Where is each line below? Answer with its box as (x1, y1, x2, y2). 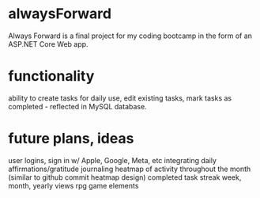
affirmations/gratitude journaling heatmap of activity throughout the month (8, 164, 251, 173)
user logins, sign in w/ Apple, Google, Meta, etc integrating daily (8, 155, 217, 165)
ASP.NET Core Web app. (8, 39, 89, 48)
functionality (8, 67, 95, 86)
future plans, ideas (8, 130, 134, 147)
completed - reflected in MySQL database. (8, 101, 148, 111)
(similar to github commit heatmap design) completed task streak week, (8, 172, 242, 182)
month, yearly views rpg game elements (8, 181, 139, 190)
